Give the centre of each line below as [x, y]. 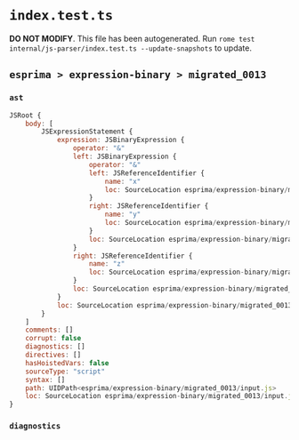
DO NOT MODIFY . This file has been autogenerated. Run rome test [132, 38]
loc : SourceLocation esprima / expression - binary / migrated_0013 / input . [157, 396]
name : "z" [107, 264]
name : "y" [123, 215]
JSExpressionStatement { [87, 132]
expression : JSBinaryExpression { [121, 140]
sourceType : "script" [65, 372]
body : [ [39, 124]
